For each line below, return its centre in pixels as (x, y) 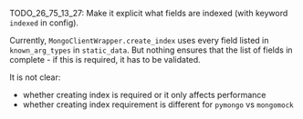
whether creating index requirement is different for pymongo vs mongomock (158, 104)
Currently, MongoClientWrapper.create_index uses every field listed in (139, 40)
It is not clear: (35, 77)
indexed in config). (44, 23)
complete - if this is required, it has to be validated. (105, 59)
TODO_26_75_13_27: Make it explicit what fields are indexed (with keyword (149, 13)
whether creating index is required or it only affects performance (144, 95)
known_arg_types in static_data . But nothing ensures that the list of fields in (151, 50)
